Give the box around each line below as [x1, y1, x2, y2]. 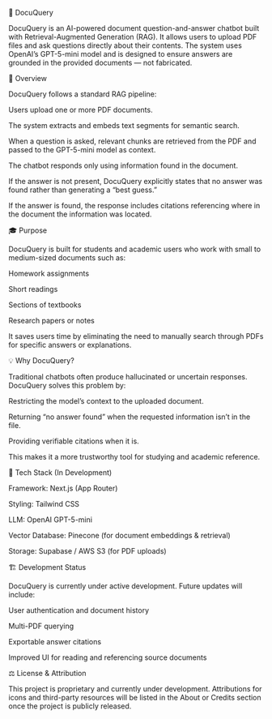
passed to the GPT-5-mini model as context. [8, 145, 156, 154]
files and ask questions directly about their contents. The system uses [8, 41, 243, 50]
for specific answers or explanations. [8, 340, 132, 349]
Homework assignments [8, 268, 90, 278]
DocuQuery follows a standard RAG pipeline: [8, 89, 157, 99]
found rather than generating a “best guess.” [8, 185, 158, 195]
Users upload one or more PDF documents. [8, 105, 153, 114]
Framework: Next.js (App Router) [8, 483, 118, 493]
